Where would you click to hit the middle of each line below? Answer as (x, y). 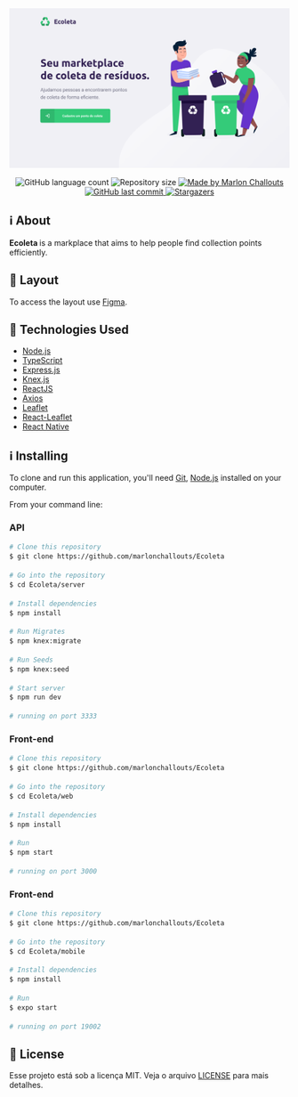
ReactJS (37, 389)
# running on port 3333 (53, 716)
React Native (45, 427)
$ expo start (33, 1008)
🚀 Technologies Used (69, 329)
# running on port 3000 (53, 871)
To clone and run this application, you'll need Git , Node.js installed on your (145, 478)
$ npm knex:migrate (45, 641)
